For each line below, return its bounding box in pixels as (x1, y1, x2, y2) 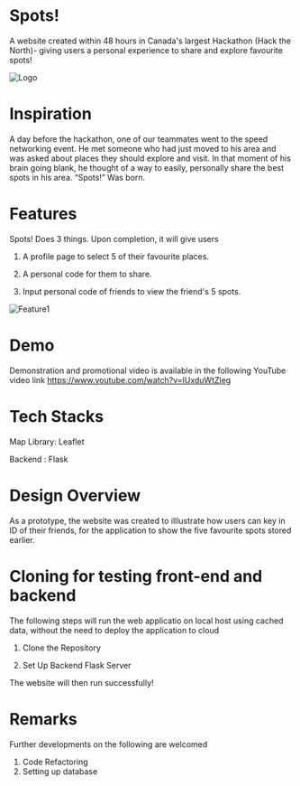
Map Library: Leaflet (9, 435, 85, 447)
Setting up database (22, 765, 98, 777)
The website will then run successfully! (9, 677, 155, 688)
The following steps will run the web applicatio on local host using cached (9, 615, 284, 626)
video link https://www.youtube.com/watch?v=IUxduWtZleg (9, 374, 232, 385)
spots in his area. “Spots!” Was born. (9, 172, 146, 182)
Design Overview (9, 485, 141, 506)
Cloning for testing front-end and (9, 566, 263, 586)
